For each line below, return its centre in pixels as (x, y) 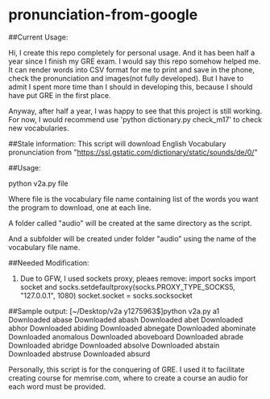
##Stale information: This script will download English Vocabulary (117, 143)
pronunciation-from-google (103, 15)
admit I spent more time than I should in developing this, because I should (131, 87)
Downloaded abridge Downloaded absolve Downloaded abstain (114, 345)
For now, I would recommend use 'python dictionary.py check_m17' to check (135, 119)
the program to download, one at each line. (80, 208)
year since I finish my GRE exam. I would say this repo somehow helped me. (135, 61)
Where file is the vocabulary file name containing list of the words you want (134, 199)
